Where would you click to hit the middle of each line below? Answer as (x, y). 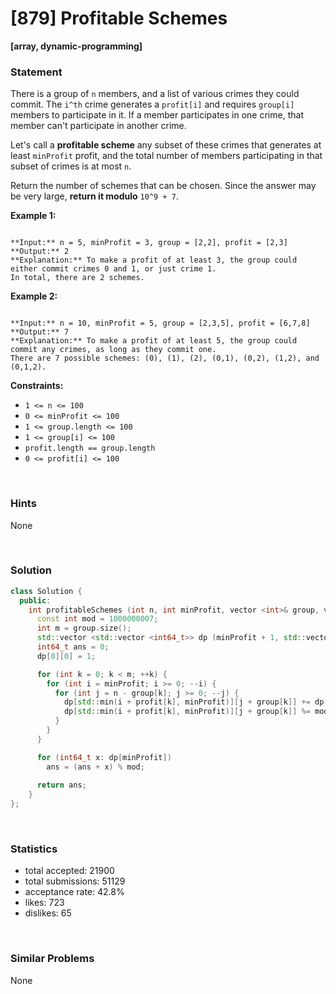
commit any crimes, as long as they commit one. (113, 350)
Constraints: (37, 386)
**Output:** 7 (40, 332)
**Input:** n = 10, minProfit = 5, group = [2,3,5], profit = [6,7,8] (160, 323)
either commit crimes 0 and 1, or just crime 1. (113, 269)
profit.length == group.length (90, 448)
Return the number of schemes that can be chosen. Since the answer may (163, 186)
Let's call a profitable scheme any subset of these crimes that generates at (166, 145)
